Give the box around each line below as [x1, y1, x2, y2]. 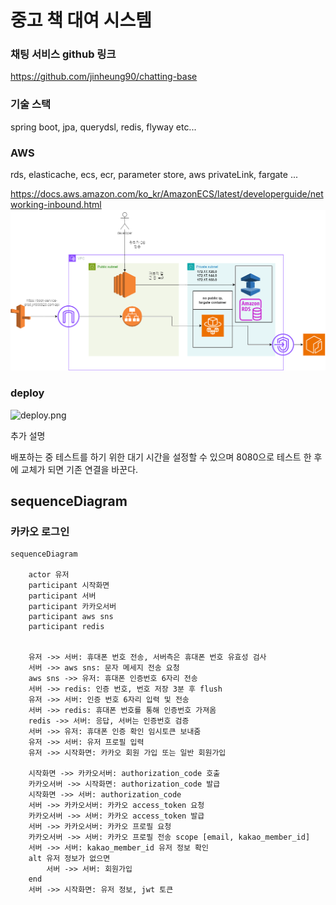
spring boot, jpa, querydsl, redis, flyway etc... [10, 121, 197, 133]
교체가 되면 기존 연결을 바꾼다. [20, 463, 139, 475]
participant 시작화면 [28, 581, 110, 591]
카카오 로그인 [10, 525, 70, 539]
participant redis [28, 622, 105, 632]
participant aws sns [28, 612, 114, 622]
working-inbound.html [10, 199, 102, 211]
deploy [10, 386, 45, 400]
